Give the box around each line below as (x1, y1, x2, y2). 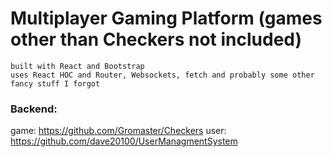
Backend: (10, 102, 58, 116)
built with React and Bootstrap (10, 61, 145, 71)
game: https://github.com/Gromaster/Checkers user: (10, 125, 227, 137)
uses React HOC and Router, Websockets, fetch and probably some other (10, 70, 315, 80)
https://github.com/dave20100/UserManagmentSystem (10, 135, 238, 147)
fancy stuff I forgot (10, 78, 101, 89)
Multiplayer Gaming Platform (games (10, 7, 323, 30)
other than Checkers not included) (10, 28, 303, 51)
